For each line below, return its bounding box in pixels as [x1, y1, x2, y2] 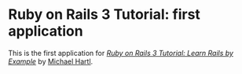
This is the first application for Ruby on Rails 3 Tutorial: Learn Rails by [8, 48, 234, 57]
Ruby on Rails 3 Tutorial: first [8, 6, 200, 24]
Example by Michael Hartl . [8, 57, 93, 66]
